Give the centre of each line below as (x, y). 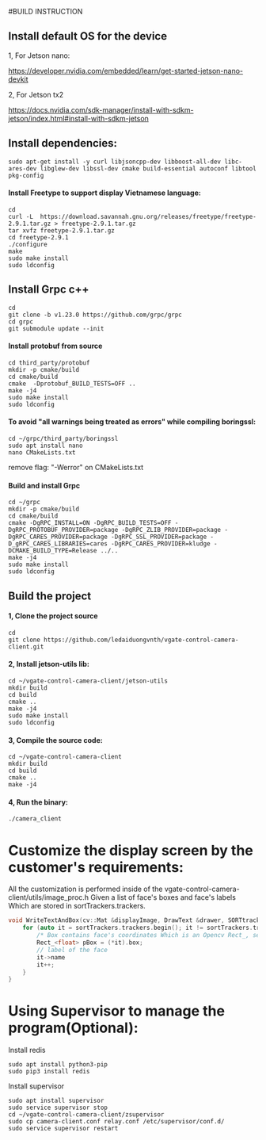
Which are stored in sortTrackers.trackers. (77, 906)
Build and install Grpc (44, 485)
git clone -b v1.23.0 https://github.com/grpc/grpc (95, 315)
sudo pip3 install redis (49, 1072)
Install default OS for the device (88, 36)
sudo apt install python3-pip (58, 1065)
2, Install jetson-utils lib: (49, 664)
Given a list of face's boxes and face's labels (163, 897)
